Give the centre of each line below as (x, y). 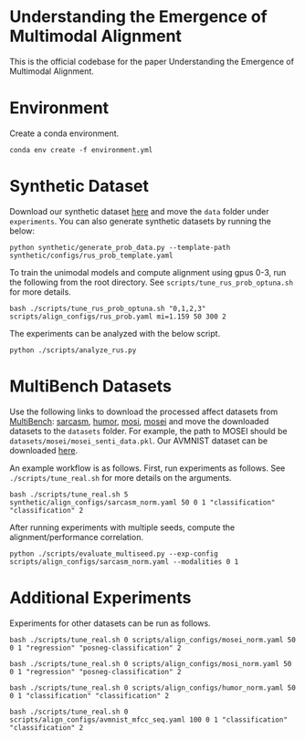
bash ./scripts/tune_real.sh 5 (69, 495)
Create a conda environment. (64, 133)
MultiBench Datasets (90, 386)
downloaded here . (44, 450)
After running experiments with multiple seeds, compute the (122, 527)
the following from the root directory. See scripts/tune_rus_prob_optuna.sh (152, 282)
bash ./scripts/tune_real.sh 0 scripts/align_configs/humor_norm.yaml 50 (153, 688)
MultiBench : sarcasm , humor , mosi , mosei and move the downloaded (139, 421)
